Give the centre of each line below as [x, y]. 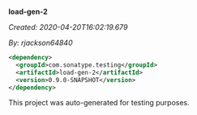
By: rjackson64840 [41, 43]
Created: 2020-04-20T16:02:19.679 [68, 27]
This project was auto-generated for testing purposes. [99, 103]
